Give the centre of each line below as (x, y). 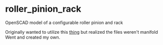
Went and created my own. (33, 37)
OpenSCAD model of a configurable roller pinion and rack (64, 22)
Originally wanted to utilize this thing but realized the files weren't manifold (81, 32)
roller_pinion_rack (43, 9)
